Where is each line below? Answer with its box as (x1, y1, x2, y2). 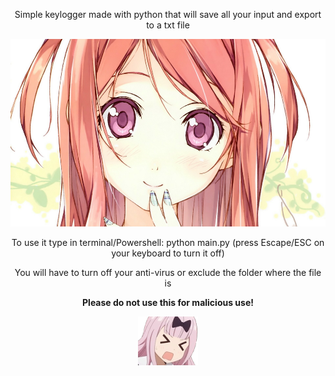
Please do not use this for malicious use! (82, 297, 254, 308)
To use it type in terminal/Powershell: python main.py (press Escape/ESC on (11, 237, 325, 248)
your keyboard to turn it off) (111, 247, 225, 259)
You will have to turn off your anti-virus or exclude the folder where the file (14, 267, 322, 278)
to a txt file (146, 19, 190, 31)
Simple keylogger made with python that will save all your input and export (14, 9, 322, 20)
